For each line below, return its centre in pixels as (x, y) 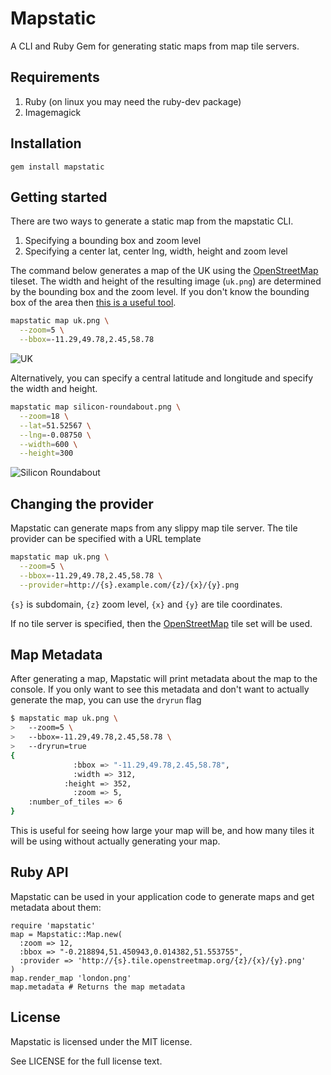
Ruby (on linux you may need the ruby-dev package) (133, 101)
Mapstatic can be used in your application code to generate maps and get (162, 896)
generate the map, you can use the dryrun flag (106, 700)
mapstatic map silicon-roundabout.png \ (96, 407)
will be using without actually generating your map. (115, 841)
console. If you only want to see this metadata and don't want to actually (160, 689)
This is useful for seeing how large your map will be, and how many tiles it (162, 830)
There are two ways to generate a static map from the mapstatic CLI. (152, 221)
